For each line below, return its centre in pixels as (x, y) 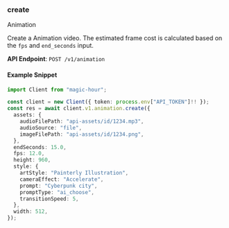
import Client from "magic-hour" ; (57, 89)
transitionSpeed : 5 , (49, 199)
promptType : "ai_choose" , (57, 192)
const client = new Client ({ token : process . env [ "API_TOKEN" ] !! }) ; (108, 102)
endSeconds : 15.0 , (40, 147)
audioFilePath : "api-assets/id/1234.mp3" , (82, 121)
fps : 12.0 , (29, 154)
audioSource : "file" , (51, 128)
